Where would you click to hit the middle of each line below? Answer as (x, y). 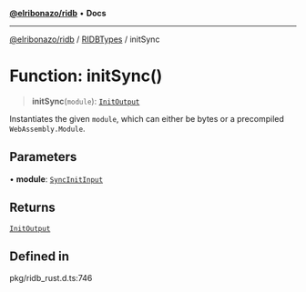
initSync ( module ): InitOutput (86, 101)
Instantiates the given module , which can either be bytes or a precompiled (147, 118)
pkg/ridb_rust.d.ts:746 (51, 278)
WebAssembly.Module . (47, 128)
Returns (33, 208)
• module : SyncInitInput (56, 179)
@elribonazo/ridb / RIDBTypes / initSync (85, 39)
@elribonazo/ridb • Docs (58, 13)
